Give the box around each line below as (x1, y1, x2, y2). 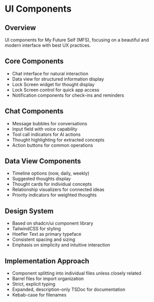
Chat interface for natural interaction (12, 70, 89, 76)
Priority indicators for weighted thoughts (12, 192, 97, 198)
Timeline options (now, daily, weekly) (12, 170, 90, 176)
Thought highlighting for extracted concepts (12, 136, 105, 143)
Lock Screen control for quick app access (12, 87, 100, 93)
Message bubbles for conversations (12, 120, 87, 126)
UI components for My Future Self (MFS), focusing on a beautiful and (5, 37, 149, 43)
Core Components (5, 57, 64, 66)
